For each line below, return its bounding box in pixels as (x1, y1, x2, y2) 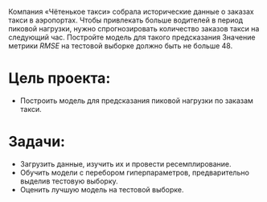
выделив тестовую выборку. (19, 176, 118, 186)
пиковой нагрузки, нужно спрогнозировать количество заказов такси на (8, 24, 260, 33)
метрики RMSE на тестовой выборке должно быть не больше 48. (8, 41, 233, 51)
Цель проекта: (8, 69, 111, 88)
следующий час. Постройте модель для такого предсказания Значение (8, 32, 256, 42)
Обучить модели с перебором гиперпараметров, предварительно (19, 167, 249, 177)
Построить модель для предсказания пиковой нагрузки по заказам (19, 96, 253, 105)
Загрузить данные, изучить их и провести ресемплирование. (19, 159, 232, 168)
